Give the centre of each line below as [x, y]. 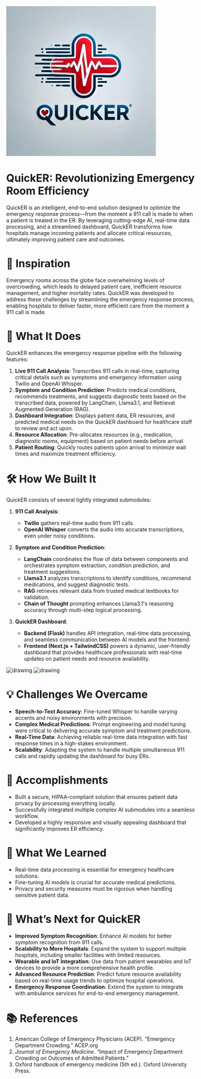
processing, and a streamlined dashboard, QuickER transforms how [89, 227]
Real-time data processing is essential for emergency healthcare [95, 869]
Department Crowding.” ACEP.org [57, 1045]
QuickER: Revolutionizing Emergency [100, 178]
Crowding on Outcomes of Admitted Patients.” [71, 1058]
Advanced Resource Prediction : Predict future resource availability [98, 974]
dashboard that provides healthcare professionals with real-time [103, 652]
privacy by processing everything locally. [66, 803]
